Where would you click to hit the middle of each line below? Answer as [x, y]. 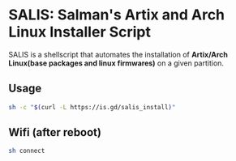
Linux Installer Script [80, 32]
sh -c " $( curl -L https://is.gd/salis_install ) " [92, 107]
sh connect [27, 151]
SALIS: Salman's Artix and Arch [117, 15]
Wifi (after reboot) [55, 132]
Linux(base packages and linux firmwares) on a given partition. [116, 63]
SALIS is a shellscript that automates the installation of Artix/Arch [118, 54]
